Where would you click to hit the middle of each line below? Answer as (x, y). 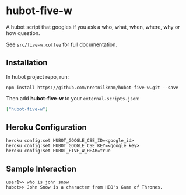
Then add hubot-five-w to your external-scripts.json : (73, 98)
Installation (27, 63)
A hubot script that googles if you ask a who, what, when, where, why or (93, 27)
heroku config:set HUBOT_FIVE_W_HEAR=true (58, 151)
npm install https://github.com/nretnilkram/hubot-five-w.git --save (92, 88)
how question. (23, 33)
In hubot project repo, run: (38, 76)
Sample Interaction (41, 168)
